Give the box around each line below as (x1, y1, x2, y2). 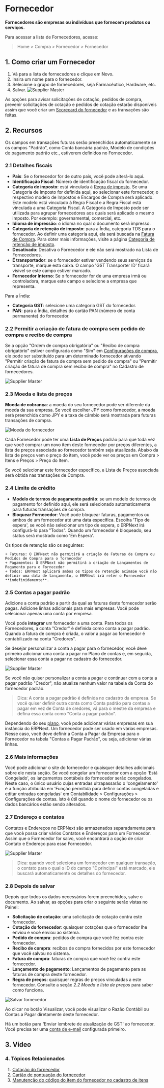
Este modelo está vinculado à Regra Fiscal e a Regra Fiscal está (12, 199, 141, 205)
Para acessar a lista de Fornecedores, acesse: (5, 34, 99, 40)
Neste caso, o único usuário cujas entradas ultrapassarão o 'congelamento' (5, 780, 158, 786)
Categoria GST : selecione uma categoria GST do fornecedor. (12, 302, 137, 308)
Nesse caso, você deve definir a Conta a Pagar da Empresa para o (5, 731, 140, 737)
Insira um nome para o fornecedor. (12, 76, 82, 82)
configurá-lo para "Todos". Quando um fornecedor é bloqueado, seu (12, 527, 151, 533)
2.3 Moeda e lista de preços (5, 390, 73, 397)
